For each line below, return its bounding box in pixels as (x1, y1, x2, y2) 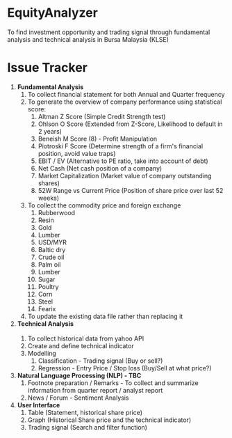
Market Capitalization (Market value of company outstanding (38, 171, 212, 180)
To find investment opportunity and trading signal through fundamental (7, 28, 210, 36)
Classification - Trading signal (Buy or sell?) (38, 357, 163, 365)
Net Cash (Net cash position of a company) (38, 164, 163, 172)
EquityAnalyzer (7, 5, 99, 21)
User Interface (17, 400, 60, 409)
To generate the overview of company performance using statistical (27, 97, 222, 106)
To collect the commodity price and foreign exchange (27, 201, 181, 210)
